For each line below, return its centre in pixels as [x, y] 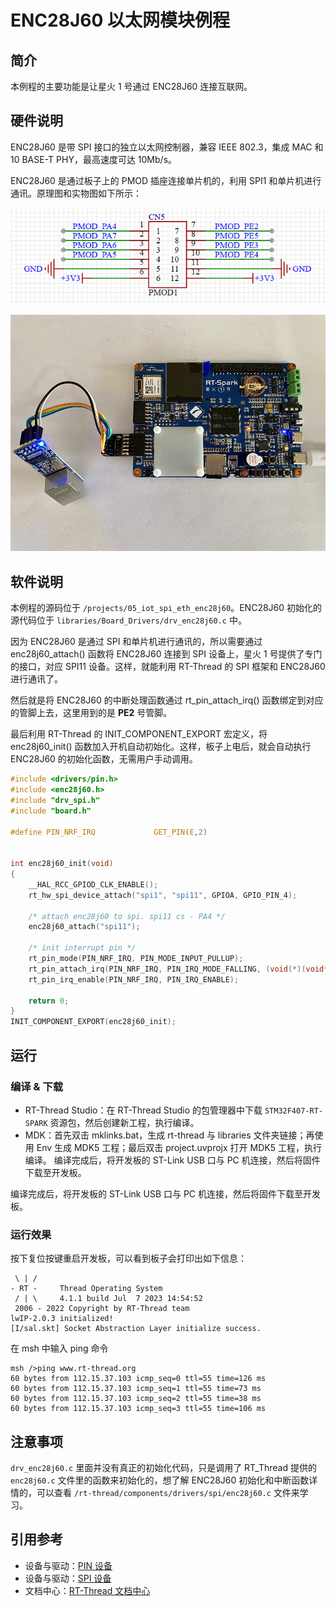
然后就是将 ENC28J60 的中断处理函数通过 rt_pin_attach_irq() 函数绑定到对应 [167, 700]
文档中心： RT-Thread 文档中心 [87, 1590]
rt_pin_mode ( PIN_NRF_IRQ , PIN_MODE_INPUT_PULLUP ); [136, 959]
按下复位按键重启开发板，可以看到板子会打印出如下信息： [128, 1258]
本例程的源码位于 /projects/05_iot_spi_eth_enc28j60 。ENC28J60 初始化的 [166, 608]
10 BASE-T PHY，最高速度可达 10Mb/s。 [94, 159]
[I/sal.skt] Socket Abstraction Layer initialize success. [136, 1329]
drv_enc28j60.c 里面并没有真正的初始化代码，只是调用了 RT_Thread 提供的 [163, 1468]
